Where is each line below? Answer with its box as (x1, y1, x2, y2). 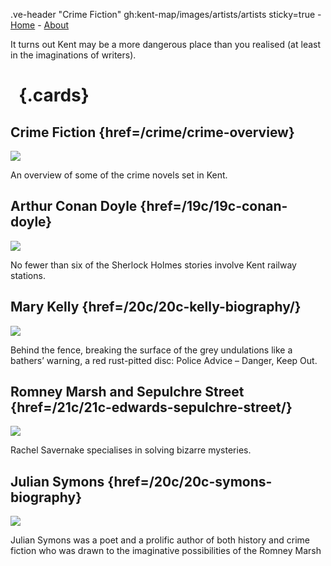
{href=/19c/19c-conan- (139, 198, 288, 215)
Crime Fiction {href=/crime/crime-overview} (10, 124, 295, 141)
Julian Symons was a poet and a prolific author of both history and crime (10, 534, 310, 546)
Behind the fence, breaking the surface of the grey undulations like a (10, 344, 293, 356)
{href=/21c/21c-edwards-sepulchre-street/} (10, 399, 293, 416)
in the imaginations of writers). (10, 49, 137, 61)
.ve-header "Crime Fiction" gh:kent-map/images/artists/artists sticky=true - (10, 9, 322, 20)
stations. (10, 269, 46, 281)
